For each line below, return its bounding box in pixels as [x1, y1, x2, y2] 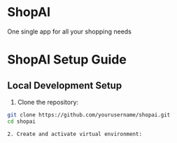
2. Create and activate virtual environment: [7, 130, 142, 137]
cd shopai [7, 118, 36, 125]
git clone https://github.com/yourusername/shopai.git [7, 111, 171, 119]
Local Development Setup [7, 80, 122, 91]
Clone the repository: [17, 98, 79, 106]
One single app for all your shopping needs [7, 27, 132, 36]
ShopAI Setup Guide [7, 52, 127, 68]
